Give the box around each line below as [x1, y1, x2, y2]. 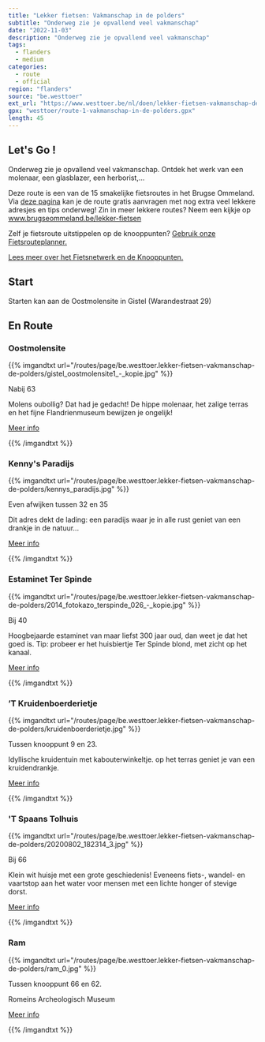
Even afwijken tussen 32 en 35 [8, 500, 109, 509]
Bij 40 [8, 615, 28, 624]
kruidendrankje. [8, 763, 59, 773]
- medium [15, 56, 44, 64]
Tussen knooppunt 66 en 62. [8, 979, 103, 988]
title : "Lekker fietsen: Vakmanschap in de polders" [8, 11, 185, 20]
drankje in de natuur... [8, 523, 80, 533]
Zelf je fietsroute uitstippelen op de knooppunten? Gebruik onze [8, 228, 216, 238]
